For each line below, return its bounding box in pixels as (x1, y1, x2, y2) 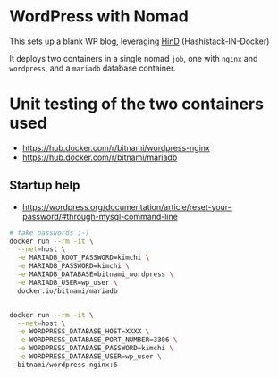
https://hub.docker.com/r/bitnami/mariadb (21, 152, 178, 163)
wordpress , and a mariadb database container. (9, 63, 176, 73)
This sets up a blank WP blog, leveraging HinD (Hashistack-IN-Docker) (9, 36, 270, 46)
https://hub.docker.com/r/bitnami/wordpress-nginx (21, 142, 210, 153)
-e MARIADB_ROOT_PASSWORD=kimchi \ (17, 253, 150, 263)
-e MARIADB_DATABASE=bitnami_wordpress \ (17, 270, 174, 279)
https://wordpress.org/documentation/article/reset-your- (21, 201, 232, 212)
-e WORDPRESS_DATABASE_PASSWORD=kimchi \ (17, 344, 174, 353)
